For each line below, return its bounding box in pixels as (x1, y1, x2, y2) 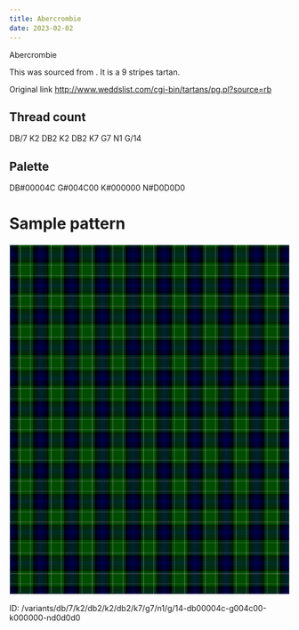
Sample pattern (9, 214, 126, 234)
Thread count (9, 109, 86, 125)
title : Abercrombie (9, 14, 82, 23)
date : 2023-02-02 (9, 23, 74, 33)
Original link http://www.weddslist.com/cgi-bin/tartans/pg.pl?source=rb (9, 84, 272, 94)
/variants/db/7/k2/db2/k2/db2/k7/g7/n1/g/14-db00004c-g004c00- (20, 603, 267, 614)
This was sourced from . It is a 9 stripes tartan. (9, 67, 181, 77)
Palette (9, 158, 50, 174)
